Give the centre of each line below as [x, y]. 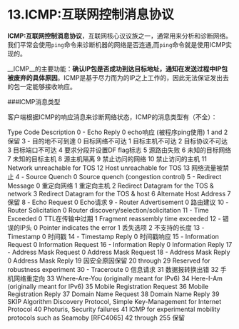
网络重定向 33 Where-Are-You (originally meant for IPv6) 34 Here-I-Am [118, 278]
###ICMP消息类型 [34, 101]
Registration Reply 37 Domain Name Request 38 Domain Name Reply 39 [113, 294]
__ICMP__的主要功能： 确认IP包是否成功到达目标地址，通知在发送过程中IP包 [118, 69]
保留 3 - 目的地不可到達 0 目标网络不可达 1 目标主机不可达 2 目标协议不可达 [118, 141]
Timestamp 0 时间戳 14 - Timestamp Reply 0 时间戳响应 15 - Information [113, 236]
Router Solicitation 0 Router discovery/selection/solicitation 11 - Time [108, 210]
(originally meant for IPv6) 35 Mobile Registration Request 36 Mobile [108, 286]
